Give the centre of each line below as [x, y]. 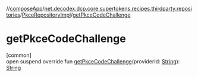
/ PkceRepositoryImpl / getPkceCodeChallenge [75, 15]
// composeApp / [25, 9]
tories [13, 15]
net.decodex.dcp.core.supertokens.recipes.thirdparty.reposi [118, 9]
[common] [19, 55]
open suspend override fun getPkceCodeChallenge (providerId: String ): [93, 61]
